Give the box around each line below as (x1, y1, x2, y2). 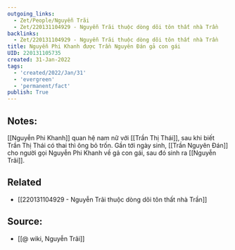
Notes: (7, 115, 37, 127)
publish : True (7, 89, 49, 96)
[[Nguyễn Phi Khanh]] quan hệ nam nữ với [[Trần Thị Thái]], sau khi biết (7, 133, 215, 142)
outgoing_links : (7, 10, 55, 18)
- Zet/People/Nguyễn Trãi (13, 17, 90, 24)
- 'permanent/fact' (13, 82, 71, 89)
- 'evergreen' (13, 75, 55, 83)
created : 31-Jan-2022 (7, 56, 71, 63)
